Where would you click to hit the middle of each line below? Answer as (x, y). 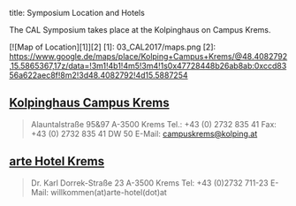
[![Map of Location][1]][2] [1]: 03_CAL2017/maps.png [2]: (113, 47)
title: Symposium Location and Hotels (77, 13)
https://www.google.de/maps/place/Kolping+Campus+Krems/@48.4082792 (148, 56)
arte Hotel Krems (57, 161)
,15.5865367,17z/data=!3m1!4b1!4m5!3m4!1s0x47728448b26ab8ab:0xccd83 (148, 66)
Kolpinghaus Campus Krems (89, 103)
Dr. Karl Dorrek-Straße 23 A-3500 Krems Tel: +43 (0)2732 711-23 (150, 183)
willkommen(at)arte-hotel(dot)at (109, 192)
